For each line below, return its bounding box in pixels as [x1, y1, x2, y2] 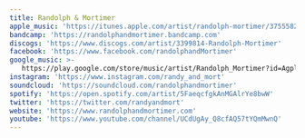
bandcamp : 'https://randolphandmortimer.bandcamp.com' [9, 30, 221, 39]
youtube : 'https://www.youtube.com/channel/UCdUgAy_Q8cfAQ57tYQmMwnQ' [9, 114, 282, 123]
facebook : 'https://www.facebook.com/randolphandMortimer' [9, 47, 238, 56]
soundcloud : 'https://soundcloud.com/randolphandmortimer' [9, 81, 238, 90]
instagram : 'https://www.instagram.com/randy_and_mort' [9, 73, 225, 82]
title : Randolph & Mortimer [9, 13, 116, 23]
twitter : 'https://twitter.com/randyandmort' [9, 97, 184, 107]
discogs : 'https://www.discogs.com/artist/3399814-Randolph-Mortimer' [9, 38, 282, 48]
